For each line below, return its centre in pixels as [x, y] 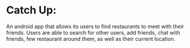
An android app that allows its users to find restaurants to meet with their [95, 26]
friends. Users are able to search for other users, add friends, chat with [93, 32]
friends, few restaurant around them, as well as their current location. [91, 39]
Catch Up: [31, 10]
